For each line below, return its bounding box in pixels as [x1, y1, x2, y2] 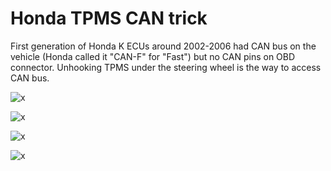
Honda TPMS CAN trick [10, 7, 208, 30]
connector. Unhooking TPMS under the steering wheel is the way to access [10, 61, 322, 73]
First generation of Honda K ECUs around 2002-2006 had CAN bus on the [10, 40, 317, 52]
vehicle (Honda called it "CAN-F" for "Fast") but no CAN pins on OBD [10, 50, 296, 62]
